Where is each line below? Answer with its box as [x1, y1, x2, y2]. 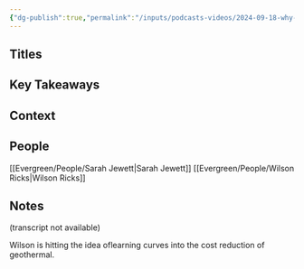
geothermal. [9, 249, 55, 260]
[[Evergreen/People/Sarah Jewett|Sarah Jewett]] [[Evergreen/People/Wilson [9, 162, 295, 173]
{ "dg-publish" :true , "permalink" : [9, 13, 136, 23]
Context [9, 107, 56, 123]
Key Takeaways [9, 78, 100, 93]
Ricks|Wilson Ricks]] [9, 172, 86, 183]
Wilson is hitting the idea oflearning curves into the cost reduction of [9, 240, 265, 251]
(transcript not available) [9, 222, 101, 233]
